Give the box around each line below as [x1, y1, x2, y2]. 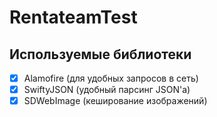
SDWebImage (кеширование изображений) [23, 95, 208, 107]
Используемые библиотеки [9, 46, 192, 63]
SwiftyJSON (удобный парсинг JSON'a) [23, 84, 191, 96]
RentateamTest [9, 6, 138, 29]
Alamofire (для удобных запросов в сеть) [23, 72, 199, 84]
